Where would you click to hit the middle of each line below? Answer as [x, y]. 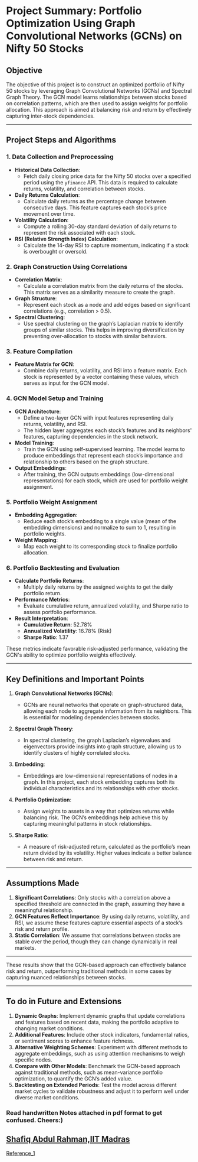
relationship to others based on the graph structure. [86, 462]
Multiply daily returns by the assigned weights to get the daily [98, 587]
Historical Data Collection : [47, 170]
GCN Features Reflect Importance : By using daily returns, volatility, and [102, 916]
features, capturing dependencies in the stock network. [91, 436]
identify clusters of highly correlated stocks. [77, 752]
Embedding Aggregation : [46, 515]
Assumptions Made [43, 883]
